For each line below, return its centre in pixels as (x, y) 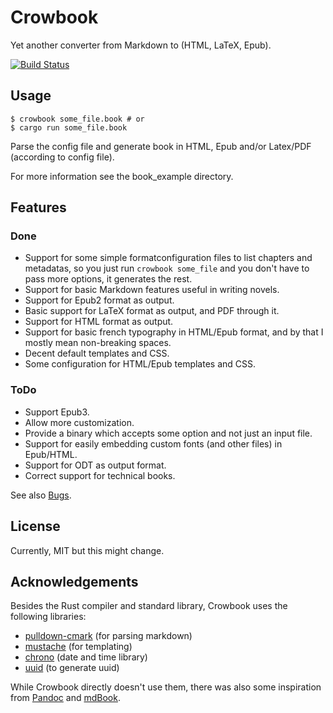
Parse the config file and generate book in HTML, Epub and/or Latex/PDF (161, 146)
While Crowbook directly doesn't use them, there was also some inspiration (166, 687)
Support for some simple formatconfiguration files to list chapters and (168, 258)
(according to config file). (62, 157)
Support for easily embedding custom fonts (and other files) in (153, 443)
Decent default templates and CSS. (97, 353)
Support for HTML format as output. (99, 322)
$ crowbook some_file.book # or (77, 119)
